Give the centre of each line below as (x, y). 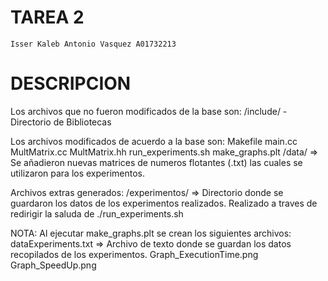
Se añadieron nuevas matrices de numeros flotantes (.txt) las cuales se (156, 162)
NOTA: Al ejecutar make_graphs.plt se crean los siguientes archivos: (151, 233)
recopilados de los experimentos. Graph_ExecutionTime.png (134, 254)
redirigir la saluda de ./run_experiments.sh (97, 213)
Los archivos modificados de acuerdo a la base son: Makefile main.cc (154, 141)
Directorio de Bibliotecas (61, 122)
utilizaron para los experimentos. (77, 173)
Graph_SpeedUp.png (53, 265)
